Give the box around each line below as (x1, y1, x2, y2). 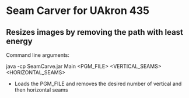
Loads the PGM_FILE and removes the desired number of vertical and (14, 80, 182, 87)
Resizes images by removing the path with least (6, 27, 184, 37)
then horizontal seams (14, 86, 68, 93)
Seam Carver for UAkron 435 (6, 4, 150, 17)
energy (6, 36, 33, 46)
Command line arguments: (6, 52, 70, 59)
